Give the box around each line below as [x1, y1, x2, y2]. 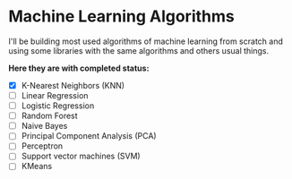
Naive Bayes [21, 121, 68, 132]
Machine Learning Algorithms [8, 6, 235, 27]
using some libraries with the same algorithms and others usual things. [8, 45, 270, 55]
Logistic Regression [21, 100, 95, 111]
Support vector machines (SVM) [21, 150, 141, 162]
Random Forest [21, 110, 78, 122]
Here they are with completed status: [8, 63, 150, 73]
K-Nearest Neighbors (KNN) [21, 80, 125, 90]
